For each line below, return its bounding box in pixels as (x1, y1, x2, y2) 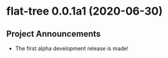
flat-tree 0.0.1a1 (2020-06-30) (6, 4, 163, 18)
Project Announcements (6, 29, 101, 39)
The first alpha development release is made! (15, 45, 129, 52)
